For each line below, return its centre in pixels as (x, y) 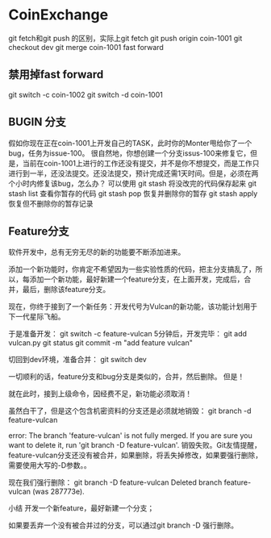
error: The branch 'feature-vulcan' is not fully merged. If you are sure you (130, 436)
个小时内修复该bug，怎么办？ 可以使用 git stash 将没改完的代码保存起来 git (132, 183)
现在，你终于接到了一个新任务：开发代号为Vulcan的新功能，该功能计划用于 (133, 307)
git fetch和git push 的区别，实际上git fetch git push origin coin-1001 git (125, 38)
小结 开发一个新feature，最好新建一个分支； (81, 508)
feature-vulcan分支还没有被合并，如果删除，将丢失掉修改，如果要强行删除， (135, 455)
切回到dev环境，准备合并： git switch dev (77, 360)
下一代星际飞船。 (37, 317)
